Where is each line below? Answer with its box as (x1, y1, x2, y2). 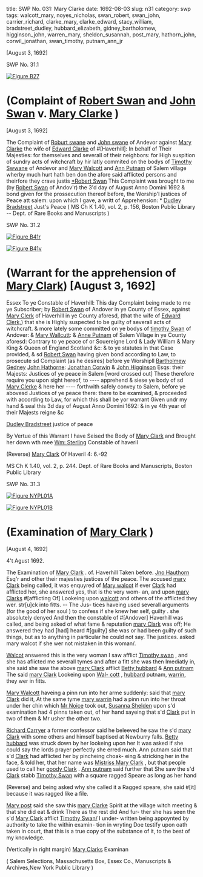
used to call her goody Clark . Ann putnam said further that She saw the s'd (6, 765, 195, 773)
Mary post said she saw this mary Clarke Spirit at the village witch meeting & (6, 801, 198, 809)
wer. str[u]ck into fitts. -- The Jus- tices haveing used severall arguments (6, 601, 189, 608)
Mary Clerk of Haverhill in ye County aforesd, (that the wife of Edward (6, 312, 181, 319)
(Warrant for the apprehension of (6, 266, 176, 280)
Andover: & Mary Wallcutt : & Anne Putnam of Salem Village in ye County (6, 331, 187, 339)
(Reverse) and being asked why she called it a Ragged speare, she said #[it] (6, 783, 196, 791)
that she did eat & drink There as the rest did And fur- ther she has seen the (6, 808, 196, 815)
